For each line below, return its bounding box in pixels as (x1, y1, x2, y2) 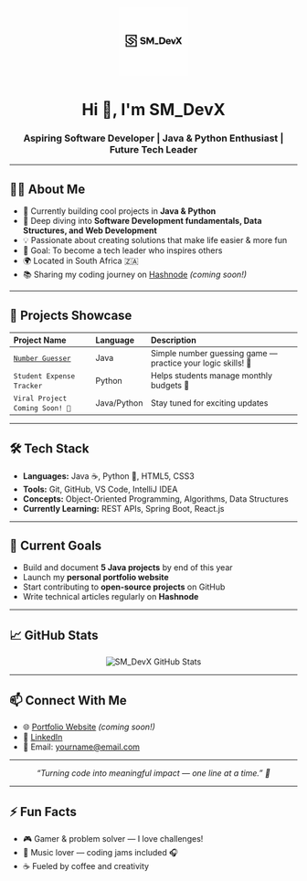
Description (150, 334, 196, 345)
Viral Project (13, 394, 68, 404)
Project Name (13, 334, 67, 345)
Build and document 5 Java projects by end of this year (22, 562, 233, 573)
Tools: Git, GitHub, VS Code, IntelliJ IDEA (22, 483, 178, 494)
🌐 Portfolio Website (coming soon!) (22, 721, 155, 733)
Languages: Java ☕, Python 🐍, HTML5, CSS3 (22, 470, 195, 482)
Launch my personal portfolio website (22, 572, 169, 583)
